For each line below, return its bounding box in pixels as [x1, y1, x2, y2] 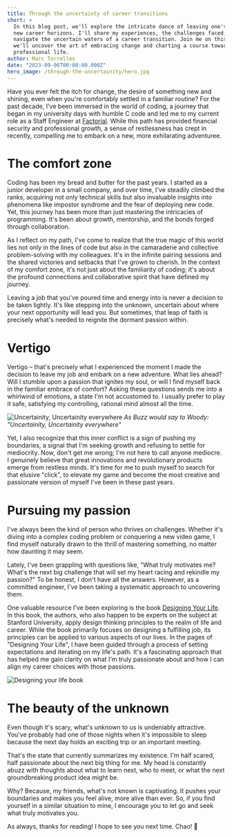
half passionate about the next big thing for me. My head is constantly [7, 759, 206, 767]
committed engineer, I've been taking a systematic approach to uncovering [7, 583, 221, 591]
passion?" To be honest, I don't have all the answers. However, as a [7, 576, 200, 584]
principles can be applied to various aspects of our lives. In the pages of [7, 633, 213, 642]
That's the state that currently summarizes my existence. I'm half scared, [7, 751, 215, 759]
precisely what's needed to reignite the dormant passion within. [7, 316, 188, 324]
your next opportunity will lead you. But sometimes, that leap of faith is [7, 308, 209, 317]
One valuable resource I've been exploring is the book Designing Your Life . [7, 603, 220, 612]
